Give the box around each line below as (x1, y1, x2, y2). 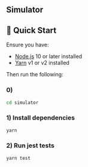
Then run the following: (6, 71, 64, 78)
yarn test (6, 155, 31, 161)
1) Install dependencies (6, 114, 75, 122)
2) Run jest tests (6, 141, 55, 150)
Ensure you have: (6, 41, 49, 49)
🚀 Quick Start (6, 25, 57, 35)
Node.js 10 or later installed (14, 53, 83, 60)
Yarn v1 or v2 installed (14, 59, 70, 67)
